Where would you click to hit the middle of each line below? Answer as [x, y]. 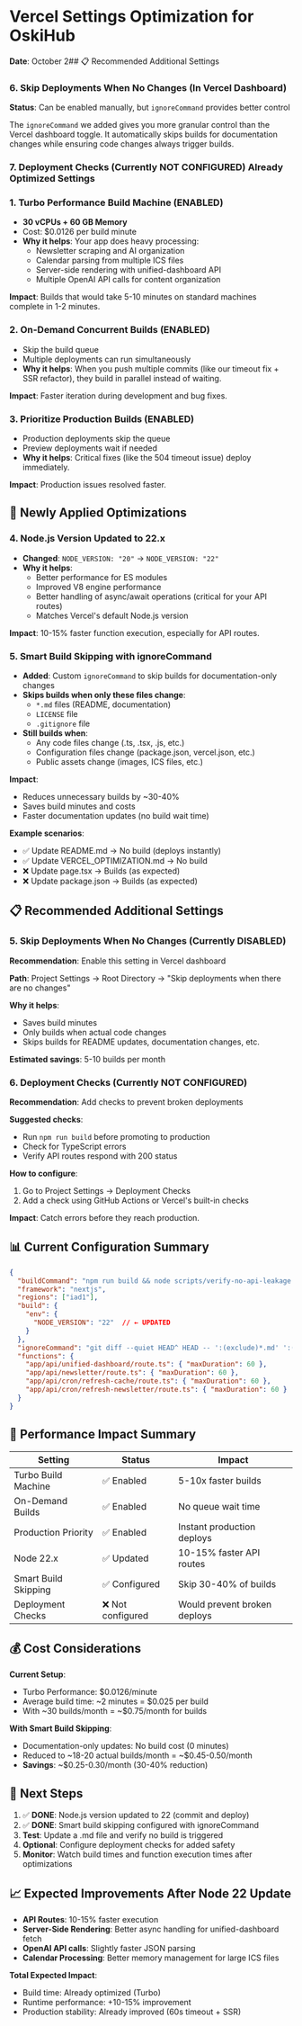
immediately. [46, 467]
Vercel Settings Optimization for [132, 17]
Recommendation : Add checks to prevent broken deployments [126, 1102]
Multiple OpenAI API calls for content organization [128, 280]
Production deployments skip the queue [96, 439]
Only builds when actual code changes [94, 1032]
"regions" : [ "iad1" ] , [58, 1297]
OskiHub [43, 36]
